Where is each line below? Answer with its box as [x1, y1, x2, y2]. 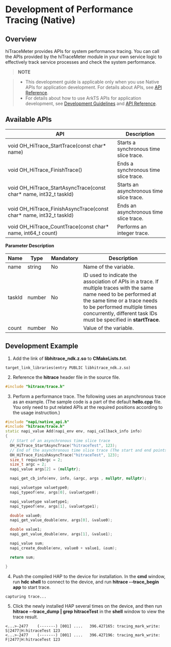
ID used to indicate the [83, 271, 137, 278]
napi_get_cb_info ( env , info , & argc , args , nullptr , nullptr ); [10, 476, 147, 481]
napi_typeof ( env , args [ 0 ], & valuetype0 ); [10, 489, 99, 495]
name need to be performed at [83, 291, 157, 298]
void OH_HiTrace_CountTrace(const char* [8, 223, 109, 230]
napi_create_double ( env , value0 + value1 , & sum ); [10, 546, 117, 551]
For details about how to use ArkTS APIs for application [25, 95, 141, 101]
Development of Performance [5, 4, 133, 15]
